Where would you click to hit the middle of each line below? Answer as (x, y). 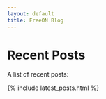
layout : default (31, 14)
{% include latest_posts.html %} (53, 88)
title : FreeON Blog (36, 20)
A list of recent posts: (38, 74)
